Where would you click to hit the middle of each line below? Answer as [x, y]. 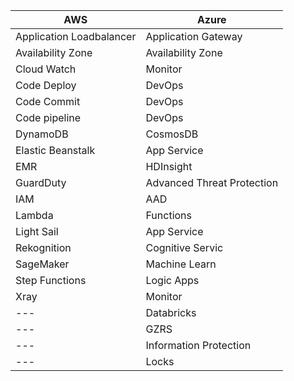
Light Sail [37, 231]
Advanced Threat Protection [212, 182]
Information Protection [198, 345]
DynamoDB [42, 134]
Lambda [34, 215]
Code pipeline [48, 117]
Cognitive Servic [184, 247]
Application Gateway [194, 36]
